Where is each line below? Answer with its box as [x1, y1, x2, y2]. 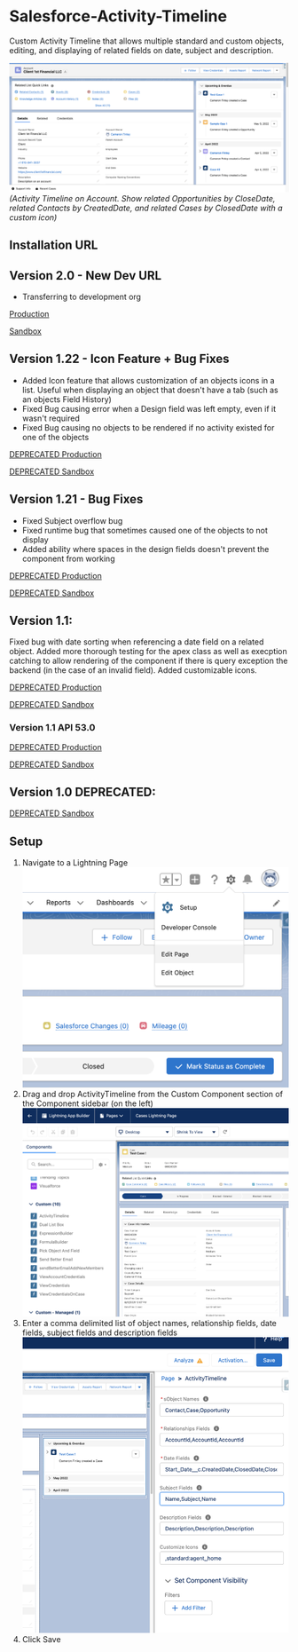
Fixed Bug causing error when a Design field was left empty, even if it [21, 403, 277, 414]
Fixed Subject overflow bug [21, 515, 123, 526]
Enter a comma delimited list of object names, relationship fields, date [21, 1318, 278, 1328]
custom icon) [9, 211, 58, 223]
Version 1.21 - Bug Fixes [9, 492, 144, 507]
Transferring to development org [21, 291, 142, 302]
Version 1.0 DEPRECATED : [9, 785, 157, 800]
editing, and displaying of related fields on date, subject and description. [9, 44, 274, 55]
